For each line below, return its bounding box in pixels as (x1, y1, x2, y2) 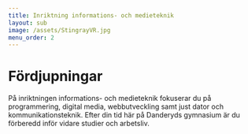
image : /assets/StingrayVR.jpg (8, 26, 111, 34)
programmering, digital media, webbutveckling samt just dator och (8, 102, 224, 111)
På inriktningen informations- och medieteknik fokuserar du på (8, 94, 212, 103)
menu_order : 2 (8, 33, 55, 42)
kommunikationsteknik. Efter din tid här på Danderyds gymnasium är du (8, 110, 240, 120)
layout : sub (8, 19, 47, 27)
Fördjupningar (8, 68, 103, 85)
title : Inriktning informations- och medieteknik (8, 11, 175, 20)
